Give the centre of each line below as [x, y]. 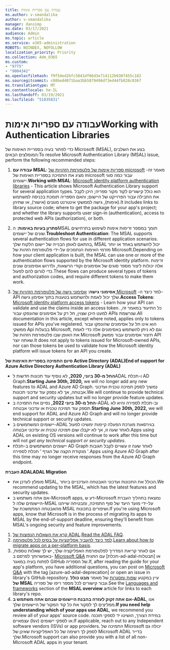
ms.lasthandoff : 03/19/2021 [35, 95]
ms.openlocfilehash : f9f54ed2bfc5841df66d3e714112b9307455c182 [73, 76]
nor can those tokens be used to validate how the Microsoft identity [83, 346]
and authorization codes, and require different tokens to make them [83, 277]
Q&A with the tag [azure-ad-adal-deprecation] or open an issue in [81, 572]
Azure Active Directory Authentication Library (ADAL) [63, 366]
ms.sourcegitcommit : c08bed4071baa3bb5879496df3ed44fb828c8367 [73, 81]
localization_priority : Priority [40, 52]
